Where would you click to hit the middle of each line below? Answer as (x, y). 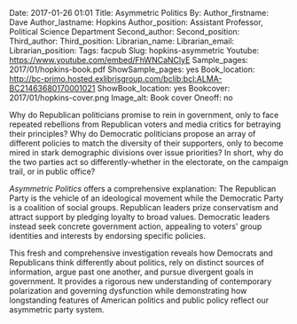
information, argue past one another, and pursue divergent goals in (132, 272)
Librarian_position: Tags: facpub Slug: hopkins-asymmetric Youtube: (134, 51)
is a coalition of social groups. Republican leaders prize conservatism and (144, 207)
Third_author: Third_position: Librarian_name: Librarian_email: (122, 41)
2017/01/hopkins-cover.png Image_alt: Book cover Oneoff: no (121, 98)
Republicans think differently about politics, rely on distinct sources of (137, 262)
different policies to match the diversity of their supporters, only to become (146, 143)
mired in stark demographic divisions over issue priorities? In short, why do (146, 153)
